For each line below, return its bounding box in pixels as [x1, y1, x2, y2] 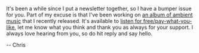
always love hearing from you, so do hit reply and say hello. [6, 30, 152, 37]
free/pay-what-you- [143, 18, 192, 24]
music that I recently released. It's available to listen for [6, 18, 142, 24]
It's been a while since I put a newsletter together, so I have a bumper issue [6, 5, 192, 12]
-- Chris [6, 41, 26, 48]
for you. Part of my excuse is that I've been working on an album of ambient [6, 11, 193, 18]
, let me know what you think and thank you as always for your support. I [14, 24, 193, 31]
